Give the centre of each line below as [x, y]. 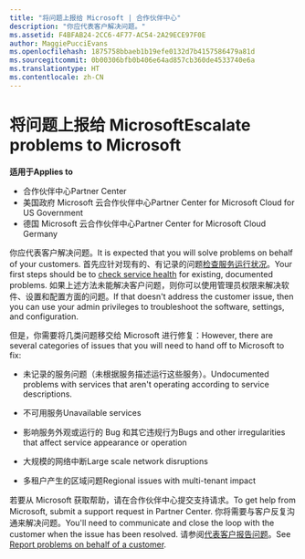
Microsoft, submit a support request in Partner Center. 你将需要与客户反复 [148, 511]
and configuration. [44, 316]
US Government [53, 212]
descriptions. [47, 394]
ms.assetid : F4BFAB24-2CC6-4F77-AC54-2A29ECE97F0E [108, 35]
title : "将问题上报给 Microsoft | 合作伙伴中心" [95, 18]
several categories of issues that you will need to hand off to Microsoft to [147, 345]
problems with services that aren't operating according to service [146, 384]
